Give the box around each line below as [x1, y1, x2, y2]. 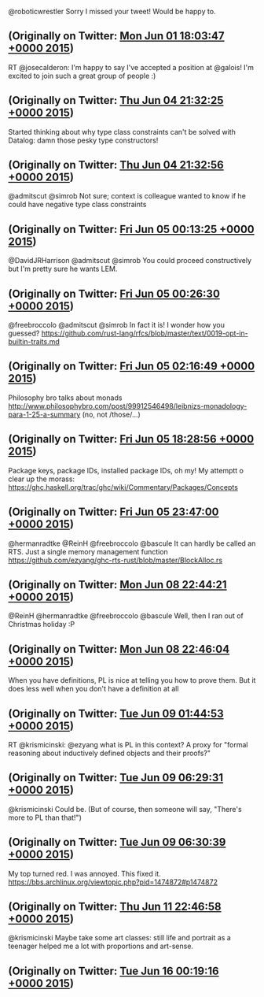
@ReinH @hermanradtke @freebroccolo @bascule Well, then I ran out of [8, 611, 244, 621]
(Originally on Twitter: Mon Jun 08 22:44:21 [8, 578, 227, 591]
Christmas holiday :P [8, 620, 75, 629]
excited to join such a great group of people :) [8, 71, 156, 80]
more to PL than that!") [8, 813, 82, 822]
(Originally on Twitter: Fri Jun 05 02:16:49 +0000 [8, 360, 255, 373]
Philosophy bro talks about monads [8, 393, 123, 402]
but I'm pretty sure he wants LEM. [8, 264, 118, 274]
